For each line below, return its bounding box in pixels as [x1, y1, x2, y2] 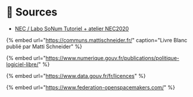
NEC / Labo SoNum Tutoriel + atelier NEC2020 [14, 25, 129, 32]
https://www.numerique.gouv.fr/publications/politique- [45, 54, 179, 61]
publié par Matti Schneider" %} [6, 43, 83, 50]
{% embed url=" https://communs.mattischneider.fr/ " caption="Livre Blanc [6, 36, 188, 43]
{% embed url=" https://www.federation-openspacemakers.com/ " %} [6, 83, 175, 91]
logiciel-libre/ [6, 61, 39, 68]
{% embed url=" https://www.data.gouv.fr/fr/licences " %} [6, 72, 146, 79]
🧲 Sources [6, 5, 58, 19]
